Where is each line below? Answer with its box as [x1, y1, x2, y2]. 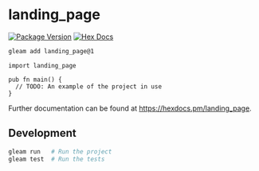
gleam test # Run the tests [8, 155, 105, 163]
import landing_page [8, 61, 77, 69]
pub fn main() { [8, 76, 62, 84]
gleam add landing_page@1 [8, 47, 94, 55]
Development [8, 126, 77, 140]
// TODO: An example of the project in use [15, 82, 162, 91]
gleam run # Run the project [8, 147, 112, 156]
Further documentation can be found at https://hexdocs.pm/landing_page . [8, 103, 253, 113]
